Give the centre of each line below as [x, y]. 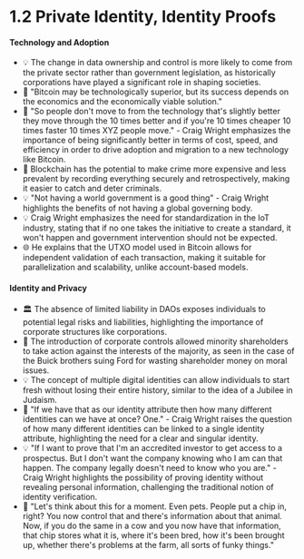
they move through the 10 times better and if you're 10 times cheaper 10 [157, 121]
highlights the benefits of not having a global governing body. [137, 208]
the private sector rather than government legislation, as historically [149, 73]
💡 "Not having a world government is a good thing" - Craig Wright [146, 198]
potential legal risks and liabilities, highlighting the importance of [143, 322]
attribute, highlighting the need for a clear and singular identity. [140, 438]
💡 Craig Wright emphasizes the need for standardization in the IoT [146, 218]
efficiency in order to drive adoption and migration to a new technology [155, 150]
